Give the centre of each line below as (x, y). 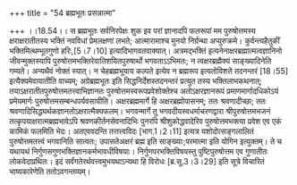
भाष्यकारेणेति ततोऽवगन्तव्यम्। (50, 172)
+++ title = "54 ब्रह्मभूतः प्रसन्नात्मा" (63, 13)
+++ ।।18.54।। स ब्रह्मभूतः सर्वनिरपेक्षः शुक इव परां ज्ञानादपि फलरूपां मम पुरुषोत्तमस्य (133, 31)
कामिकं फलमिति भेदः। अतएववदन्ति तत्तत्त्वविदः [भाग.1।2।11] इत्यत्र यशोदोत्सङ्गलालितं (132, 131)
